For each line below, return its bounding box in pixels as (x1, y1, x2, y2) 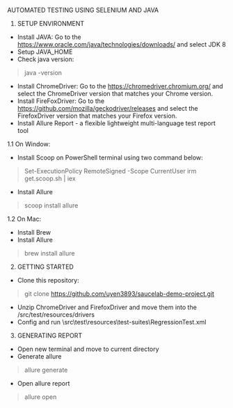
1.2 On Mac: (7, 215, 42, 223)
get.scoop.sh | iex (24, 174, 77, 182)
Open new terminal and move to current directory (17, 345, 159, 353)
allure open (24, 393, 57, 401)
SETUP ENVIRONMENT (17, 19, 85, 27)
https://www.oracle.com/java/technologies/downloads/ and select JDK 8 (17, 40, 226, 48)
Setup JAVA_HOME (17, 48, 73, 56)
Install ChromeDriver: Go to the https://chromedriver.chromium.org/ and (17, 82, 224, 90)
